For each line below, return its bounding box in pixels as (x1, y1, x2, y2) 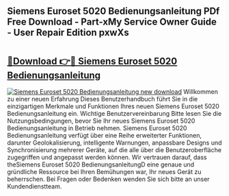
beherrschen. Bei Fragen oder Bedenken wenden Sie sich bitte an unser (7, 175, 210, 183)
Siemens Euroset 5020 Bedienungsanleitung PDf (7, 5, 220, 17)
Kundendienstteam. (7, 182, 62, 191)
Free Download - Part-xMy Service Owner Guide (7, 16, 217, 28)
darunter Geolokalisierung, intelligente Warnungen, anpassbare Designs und (7, 138, 222, 147)
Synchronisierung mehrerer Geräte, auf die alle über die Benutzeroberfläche (7, 146, 222, 154)
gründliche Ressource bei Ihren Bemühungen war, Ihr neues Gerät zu (7, 168, 202, 175)
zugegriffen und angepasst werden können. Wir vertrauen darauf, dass (7, 154, 207, 161)
